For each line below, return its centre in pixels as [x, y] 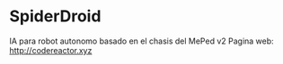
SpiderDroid [55, 16]
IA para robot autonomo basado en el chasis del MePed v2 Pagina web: [141, 41]
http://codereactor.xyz [51, 50]
